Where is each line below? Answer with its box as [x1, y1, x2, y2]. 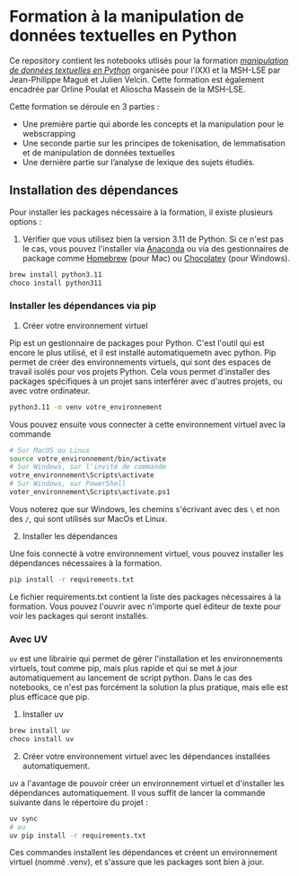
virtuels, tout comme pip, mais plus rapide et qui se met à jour [9, 663, 238, 674]
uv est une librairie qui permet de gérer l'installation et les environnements [9, 653, 284, 664]
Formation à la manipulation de [9, 6, 244, 27]
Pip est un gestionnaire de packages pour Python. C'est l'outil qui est [9, 337, 265, 348]
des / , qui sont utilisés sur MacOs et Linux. [9, 513, 168, 524]
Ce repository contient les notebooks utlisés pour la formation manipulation [9, 55, 289, 66]
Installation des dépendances [9, 182, 179, 199]
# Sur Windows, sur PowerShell [9, 479, 127, 489]
